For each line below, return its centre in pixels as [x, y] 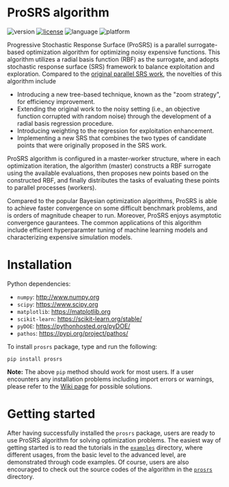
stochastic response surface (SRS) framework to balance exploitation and [111, 66]
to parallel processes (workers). [52, 187]
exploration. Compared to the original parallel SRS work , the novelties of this [114, 74]
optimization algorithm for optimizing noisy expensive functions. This [123, 52]
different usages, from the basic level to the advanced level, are [97, 455]
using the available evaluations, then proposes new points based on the [108, 173]
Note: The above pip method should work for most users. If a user [100, 371]
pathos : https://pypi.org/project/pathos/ [72, 333]
